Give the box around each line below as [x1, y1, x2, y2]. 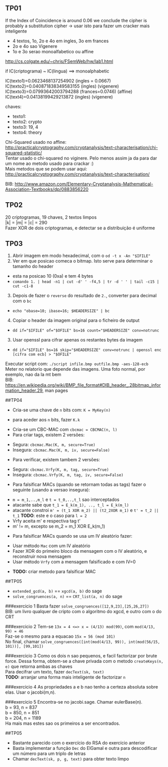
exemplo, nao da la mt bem [5, 372, 61, 378]
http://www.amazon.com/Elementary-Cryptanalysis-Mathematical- [15, 181, 153, 187]
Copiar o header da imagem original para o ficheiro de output [12, 317, 140, 323]
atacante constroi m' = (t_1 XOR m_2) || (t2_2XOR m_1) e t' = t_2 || [12, 507, 159, 514]
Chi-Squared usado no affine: [5, 139, 67, 145]
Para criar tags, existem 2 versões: [12, 432, 85, 438]
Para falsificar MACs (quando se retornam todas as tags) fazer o [12, 481, 146, 487]
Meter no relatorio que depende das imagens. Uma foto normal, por [5, 366, 145, 372]
